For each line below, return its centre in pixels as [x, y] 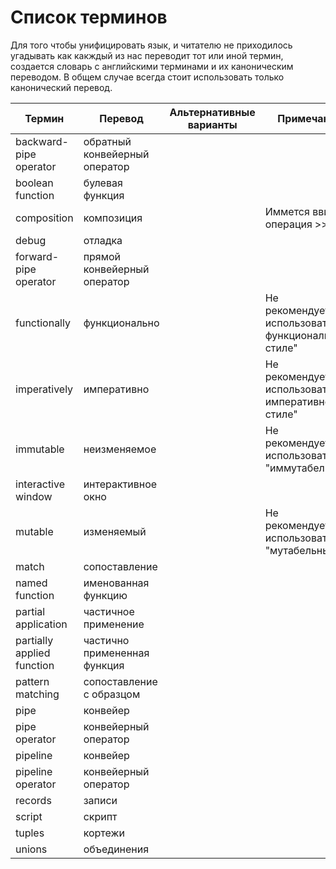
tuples [30, 833]
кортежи [104, 833]
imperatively [44, 389]
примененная [116, 653]
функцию [105, 595]
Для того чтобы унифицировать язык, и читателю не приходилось [151, 45]
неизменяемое [120, 449]
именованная [116, 583]
